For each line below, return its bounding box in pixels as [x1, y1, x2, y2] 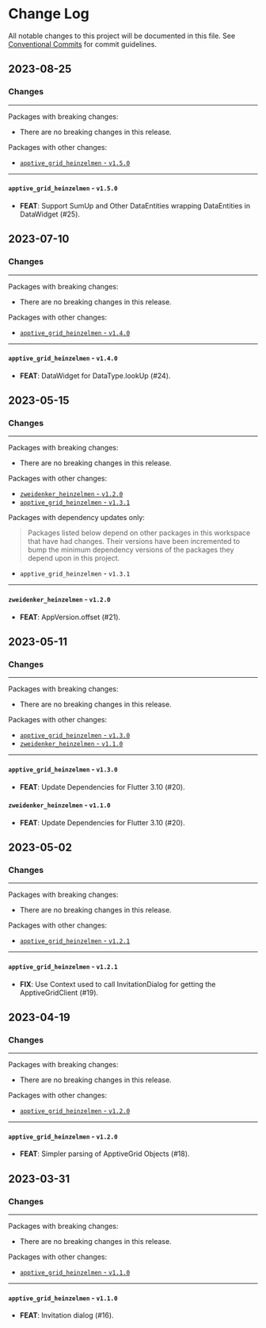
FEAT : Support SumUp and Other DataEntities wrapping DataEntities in [19, 201, 251, 210]
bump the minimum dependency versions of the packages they [27, 545, 234, 555]
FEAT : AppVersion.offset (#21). [19, 612, 121, 622]
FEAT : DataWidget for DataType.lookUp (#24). [19, 370, 171, 381]
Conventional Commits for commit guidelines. [8, 39, 157, 48]
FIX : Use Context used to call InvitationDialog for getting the [19, 979, 216, 989]
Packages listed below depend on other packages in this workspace [27, 528, 251, 538]
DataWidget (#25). [19, 209, 81, 219]
